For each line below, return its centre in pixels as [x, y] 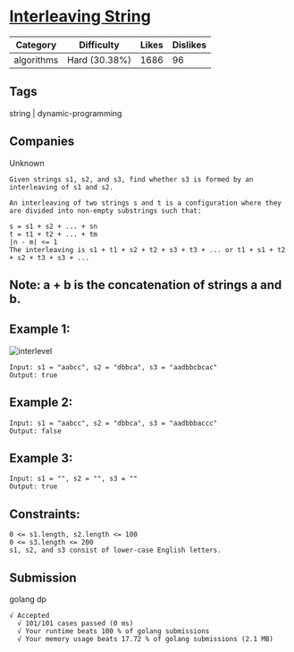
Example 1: [40, 330]
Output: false [36, 431]
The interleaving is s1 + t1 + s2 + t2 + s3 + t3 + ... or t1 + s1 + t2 [147, 250]
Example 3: [41, 458]
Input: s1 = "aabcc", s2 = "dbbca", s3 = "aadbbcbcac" [113, 367]
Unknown [27, 163]
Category [36, 45]
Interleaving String [80, 17]
